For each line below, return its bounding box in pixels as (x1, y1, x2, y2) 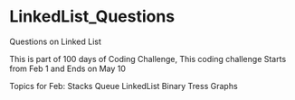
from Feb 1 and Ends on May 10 (9, 63, 127, 74)
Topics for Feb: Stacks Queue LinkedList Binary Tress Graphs (9, 80, 238, 91)
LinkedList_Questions (9, 6, 176, 27)
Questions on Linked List (9, 36, 101, 47)
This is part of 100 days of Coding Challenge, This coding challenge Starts (9, 53, 287, 64)
